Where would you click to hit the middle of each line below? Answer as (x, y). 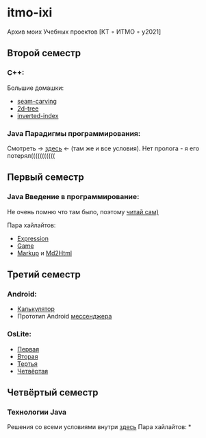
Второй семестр (44, 53)
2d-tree (28, 108)
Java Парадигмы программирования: (74, 133)
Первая (28, 349)
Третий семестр (44, 275)
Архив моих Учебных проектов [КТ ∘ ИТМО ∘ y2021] (84, 32)
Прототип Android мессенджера (64, 316)
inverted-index (38, 115)
